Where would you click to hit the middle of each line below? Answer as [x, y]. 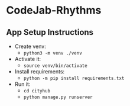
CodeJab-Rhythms [54, 10]
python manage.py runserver [58, 97]
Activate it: [28, 59]
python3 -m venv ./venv [53, 53]
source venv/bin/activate [55, 66]
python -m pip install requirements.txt [74, 78]
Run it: [22, 84]
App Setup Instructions [50, 32]
